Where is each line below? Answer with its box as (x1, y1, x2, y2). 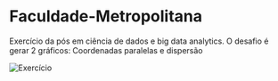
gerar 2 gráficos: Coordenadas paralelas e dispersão (9, 45, 203, 55)
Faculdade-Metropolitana (9, 6, 203, 27)
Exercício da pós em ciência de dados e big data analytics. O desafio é (9, 36, 269, 46)
